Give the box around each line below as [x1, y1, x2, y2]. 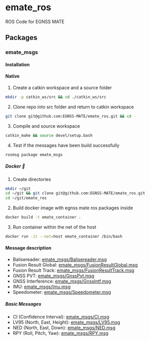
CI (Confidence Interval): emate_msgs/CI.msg [12, 314, 110, 320]
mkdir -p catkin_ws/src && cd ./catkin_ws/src [5, 94, 106, 100]
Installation [5, 61, 30, 68]
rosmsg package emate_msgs [5, 152, 63, 157]
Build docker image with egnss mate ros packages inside [12, 205, 133, 211]
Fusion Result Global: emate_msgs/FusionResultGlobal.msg [12, 262, 138, 268]
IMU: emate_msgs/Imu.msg [12, 284, 71, 290]
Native [5, 73, 20, 79]
